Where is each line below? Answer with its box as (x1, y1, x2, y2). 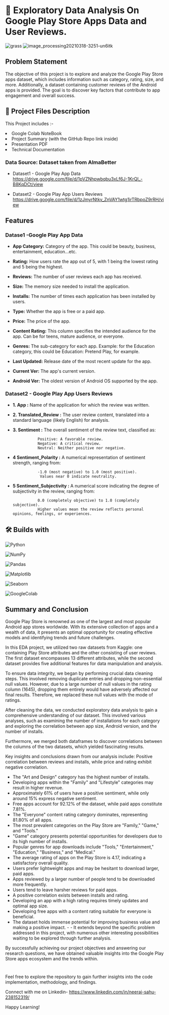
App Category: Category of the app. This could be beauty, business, (12, 243, 156, 249)
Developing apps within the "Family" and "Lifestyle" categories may (12, 779, 154, 785)
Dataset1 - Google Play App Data (12, 170, 81, 176)
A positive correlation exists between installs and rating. (12, 892, 129, 898)
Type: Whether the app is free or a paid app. (12, 308, 105, 314)
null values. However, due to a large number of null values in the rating (5, 681, 152, 687)
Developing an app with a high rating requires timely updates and (12, 898, 148, 904)
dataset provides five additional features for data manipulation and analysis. (5, 660, 163, 667)
